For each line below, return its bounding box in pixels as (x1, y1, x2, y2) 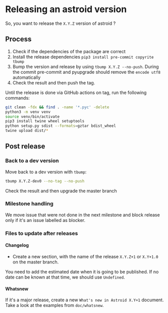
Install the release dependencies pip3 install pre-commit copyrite (12, 54, 154, 60)
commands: (5, 95, 30, 101)
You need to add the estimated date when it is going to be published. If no (5, 269, 159, 275)
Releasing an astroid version (5, 4, 127, 15)
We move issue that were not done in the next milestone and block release (5, 211, 160, 218)
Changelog (5, 242, 29, 248)
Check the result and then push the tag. (12, 79, 95, 85)
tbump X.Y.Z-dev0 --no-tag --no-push (5, 178, 85, 184)
